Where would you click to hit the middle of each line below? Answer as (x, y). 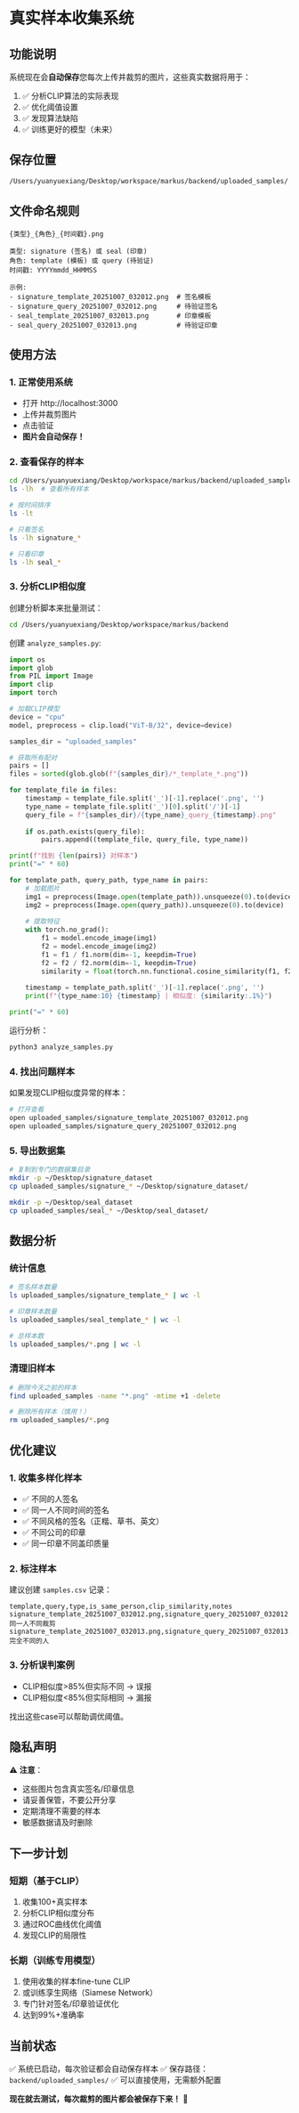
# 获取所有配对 (33, 758)
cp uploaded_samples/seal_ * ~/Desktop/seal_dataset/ (109, 1211)
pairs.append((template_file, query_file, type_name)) (145, 840)
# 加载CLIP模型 (35, 709)
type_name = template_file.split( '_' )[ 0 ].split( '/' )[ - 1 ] (133, 807)
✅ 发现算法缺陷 (50, 118)
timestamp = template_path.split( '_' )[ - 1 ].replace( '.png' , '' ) (145, 988)
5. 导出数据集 (37, 1150)
